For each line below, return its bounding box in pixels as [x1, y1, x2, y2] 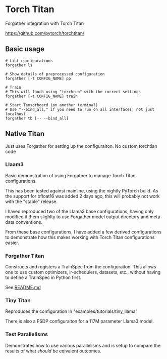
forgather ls [5, 62, 33, 68]
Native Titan [5, 130, 45, 138]
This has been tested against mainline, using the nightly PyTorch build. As [5, 187, 158, 193]
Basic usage [5, 45, 44, 54]
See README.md [5, 285, 41, 291]
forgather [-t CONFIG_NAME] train [5, 94, 78, 99]
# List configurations [5, 58, 53, 63]
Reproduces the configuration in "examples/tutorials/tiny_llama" [5, 308, 138, 314]
